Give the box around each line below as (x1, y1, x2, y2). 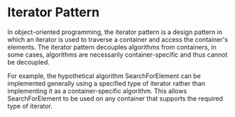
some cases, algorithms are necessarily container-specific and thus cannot (7, 50, 228, 59)
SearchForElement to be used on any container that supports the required (7, 94, 224, 103)
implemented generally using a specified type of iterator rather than (7, 79, 206, 87)
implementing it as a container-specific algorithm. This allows (7, 87, 187, 95)
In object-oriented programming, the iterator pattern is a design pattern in (7, 28, 222, 36)
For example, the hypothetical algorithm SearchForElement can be (7, 72, 201, 80)
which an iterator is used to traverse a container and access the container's (7, 35, 229, 43)
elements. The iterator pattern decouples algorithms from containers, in (7, 43, 217, 51)
